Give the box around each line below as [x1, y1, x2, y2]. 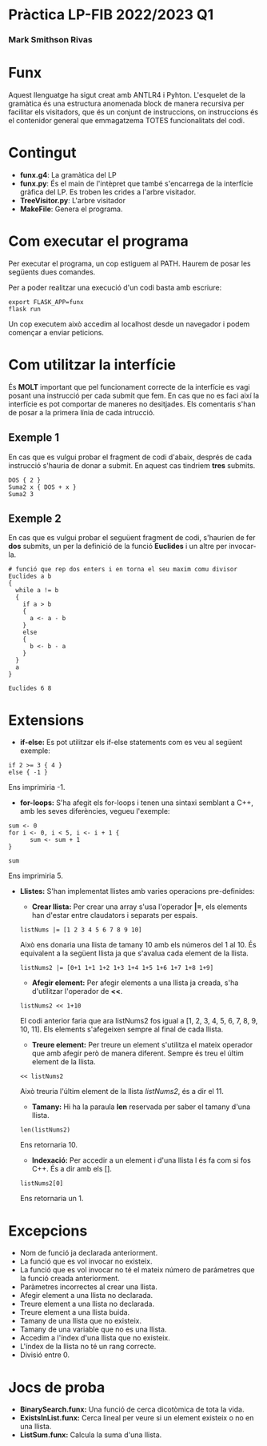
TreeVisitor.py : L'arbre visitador [19, 195, 126, 205]
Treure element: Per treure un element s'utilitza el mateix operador [31, 1040, 253, 1050]
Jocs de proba [8, 1378, 106, 1396]
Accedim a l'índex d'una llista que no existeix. [19, 1333, 170, 1343]
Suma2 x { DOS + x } [8, 483, 78, 491]
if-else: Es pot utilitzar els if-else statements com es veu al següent [19, 738, 243, 747]
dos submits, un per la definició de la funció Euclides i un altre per [8, 542, 228, 551]
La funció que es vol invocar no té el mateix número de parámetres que [19, 1265, 255, 1275]
